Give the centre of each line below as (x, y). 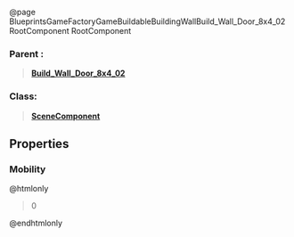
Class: (23, 96)
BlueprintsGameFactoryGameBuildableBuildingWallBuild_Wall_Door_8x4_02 (147, 21)
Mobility (28, 169)
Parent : (27, 53)
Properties (39, 144)
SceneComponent (65, 116)
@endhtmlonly (36, 223)
